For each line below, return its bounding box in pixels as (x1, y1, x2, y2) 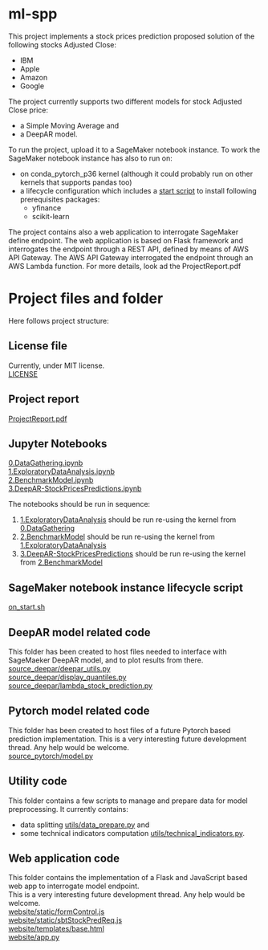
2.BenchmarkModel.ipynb (8, 475, 94, 485)
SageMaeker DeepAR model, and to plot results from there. (8, 655, 204, 665)
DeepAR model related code (8, 626, 151, 639)
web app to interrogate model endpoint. (8, 881, 140, 891)
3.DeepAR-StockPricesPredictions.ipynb (8, 483, 142, 494)
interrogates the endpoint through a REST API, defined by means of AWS (8, 244, 250, 254)
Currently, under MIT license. (8, 361, 105, 370)
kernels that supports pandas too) (19, 177, 132, 187)
